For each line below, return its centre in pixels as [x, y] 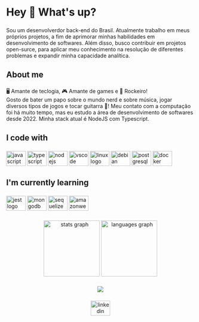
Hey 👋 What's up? [51, 12]
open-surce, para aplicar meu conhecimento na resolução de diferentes [95, 50]
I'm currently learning [48, 183]
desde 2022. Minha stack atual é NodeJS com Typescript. [78, 119]
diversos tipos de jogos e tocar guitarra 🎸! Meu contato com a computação [99, 106]
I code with [27, 138]
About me [25, 74]
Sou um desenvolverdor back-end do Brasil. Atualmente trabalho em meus [98, 30]
